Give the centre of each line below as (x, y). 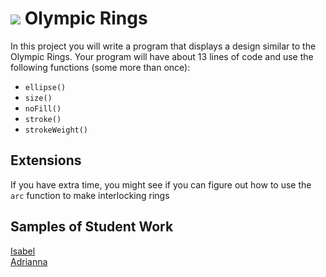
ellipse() (45, 87)
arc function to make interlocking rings (90, 195)
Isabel (23, 251)
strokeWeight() (56, 130)
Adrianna (29, 261)
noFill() (43, 108)
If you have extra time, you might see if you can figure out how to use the (161, 184)
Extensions (46, 160)
